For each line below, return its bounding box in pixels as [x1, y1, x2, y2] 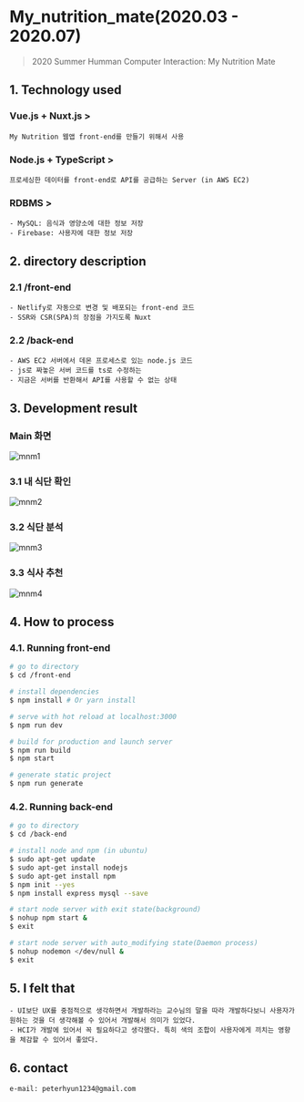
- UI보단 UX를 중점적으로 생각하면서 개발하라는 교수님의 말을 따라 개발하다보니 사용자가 [9, 1006, 296, 1015]
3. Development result [9, 400, 138, 416]
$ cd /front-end [9, 671, 71, 680]
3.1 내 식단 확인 [9, 475, 72, 488]
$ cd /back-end [9, 829, 67, 839]
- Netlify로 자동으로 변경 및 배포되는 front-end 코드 [9, 303, 195, 312]
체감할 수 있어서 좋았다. [19, 1035, 99, 1045]
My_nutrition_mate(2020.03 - [9, 6, 239, 27]
